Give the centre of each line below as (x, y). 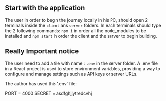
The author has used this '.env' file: (41, 83)
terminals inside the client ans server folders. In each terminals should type (83, 25)
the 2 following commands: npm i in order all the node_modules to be (76, 30)
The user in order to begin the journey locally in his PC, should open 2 (76, 20)
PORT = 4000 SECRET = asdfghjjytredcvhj (49, 93)
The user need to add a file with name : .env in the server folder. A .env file (81, 63)
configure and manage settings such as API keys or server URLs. (71, 74)
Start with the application (45, 8)
